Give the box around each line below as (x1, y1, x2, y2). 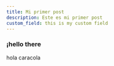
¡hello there (6, 40, 42, 48)
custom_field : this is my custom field (6, 20, 108, 26)
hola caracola (6, 54, 41, 61)
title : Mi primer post (6, 8, 64, 15)
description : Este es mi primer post (6, 15, 103, 21)
